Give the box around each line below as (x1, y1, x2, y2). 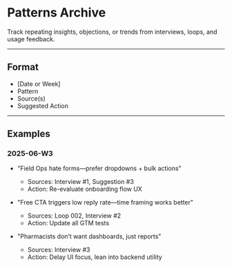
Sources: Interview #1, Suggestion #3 (27, 178, 135, 186)
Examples (7, 128, 50, 140)
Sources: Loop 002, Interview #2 (27, 212, 122, 220)
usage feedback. (7, 34, 55, 43)
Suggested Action (17, 101, 69, 110)
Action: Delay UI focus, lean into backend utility (27, 253, 162, 261)
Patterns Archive (7, 5, 106, 21)
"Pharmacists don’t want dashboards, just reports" (17, 232, 162, 240)
